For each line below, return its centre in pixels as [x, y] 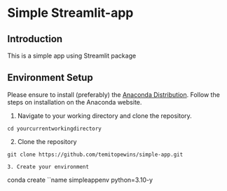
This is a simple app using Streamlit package [72, 55]
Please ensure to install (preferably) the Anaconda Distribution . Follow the [114, 94]
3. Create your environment [48, 166]
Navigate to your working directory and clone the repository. [105, 116]
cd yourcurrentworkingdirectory [54, 129]
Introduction [35, 39]
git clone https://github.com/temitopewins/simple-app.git [95, 154]
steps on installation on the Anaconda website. [75, 102]
